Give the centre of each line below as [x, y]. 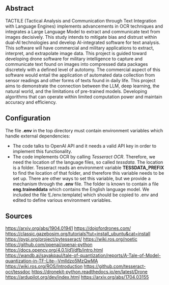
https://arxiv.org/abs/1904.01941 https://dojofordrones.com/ [68, 228]
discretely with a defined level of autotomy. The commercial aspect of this [83, 69]
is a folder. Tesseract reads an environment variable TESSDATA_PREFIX [88, 168]
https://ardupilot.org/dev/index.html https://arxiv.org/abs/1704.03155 [77, 277]
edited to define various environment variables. [62, 200]
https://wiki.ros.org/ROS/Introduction [44, 266]
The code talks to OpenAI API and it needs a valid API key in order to [84, 146]
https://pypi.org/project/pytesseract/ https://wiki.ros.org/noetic [71, 239]
